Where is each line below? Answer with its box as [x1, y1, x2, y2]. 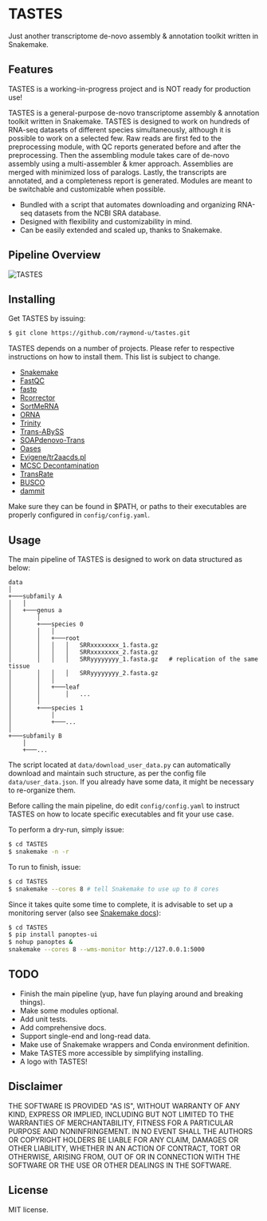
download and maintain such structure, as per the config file [8, 769, 206, 778]
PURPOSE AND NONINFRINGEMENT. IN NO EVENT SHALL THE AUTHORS [8, 1126, 253, 1136]
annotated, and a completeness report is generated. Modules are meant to [8, 176, 253, 185]
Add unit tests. [19, 1014, 68, 1024]
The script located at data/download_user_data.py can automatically [8, 760, 231, 770]
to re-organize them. [8, 785, 76, 795]
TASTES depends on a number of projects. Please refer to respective [8, 344, 235, 354]
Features [8, 63, 53, 77]
